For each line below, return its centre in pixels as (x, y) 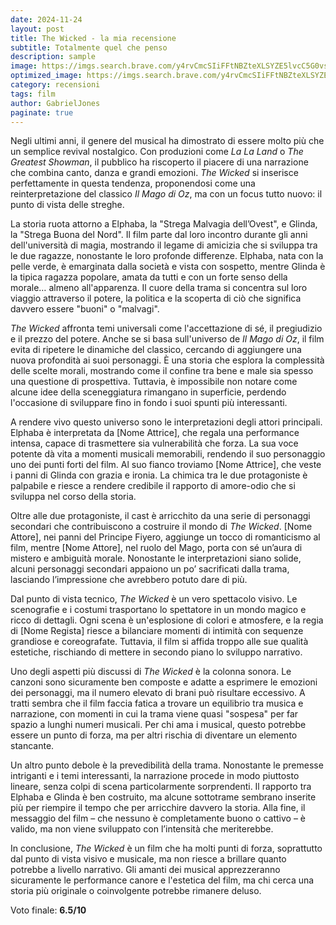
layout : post (37, 29)
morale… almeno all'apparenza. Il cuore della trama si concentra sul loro (159, 288)
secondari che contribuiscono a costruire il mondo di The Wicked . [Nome (161, 527)
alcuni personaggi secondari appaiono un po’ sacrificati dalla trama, (150, 569)
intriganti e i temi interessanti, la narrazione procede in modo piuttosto (155, 776)
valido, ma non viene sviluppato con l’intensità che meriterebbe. (142, 829)
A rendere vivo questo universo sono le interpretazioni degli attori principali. (166, 422)
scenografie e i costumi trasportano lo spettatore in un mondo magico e (158, 610)
